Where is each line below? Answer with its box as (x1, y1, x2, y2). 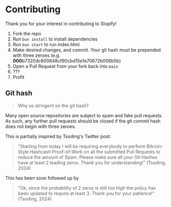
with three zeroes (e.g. (12, 52, 60, 58)
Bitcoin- (146, 143, 163, 149)
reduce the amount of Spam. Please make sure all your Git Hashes (17, 154, 158, 160)
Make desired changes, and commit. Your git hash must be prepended (12, 47, 161, 53)
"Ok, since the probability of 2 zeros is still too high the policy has (17, 184, 156, 191)
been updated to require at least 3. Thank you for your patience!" (17, 190, 155, 196)
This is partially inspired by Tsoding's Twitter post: (5, 133, 111, 139)
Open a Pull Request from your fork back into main (12, 63, 118, 69)
